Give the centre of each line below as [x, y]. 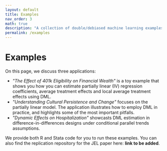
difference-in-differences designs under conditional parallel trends [81, 123]
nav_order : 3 [19, 19]
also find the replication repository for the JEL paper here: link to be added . [83, 143]
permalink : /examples [28, 33]
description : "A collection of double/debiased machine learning [74, 28]
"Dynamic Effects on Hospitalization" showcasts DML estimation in [81, 118]
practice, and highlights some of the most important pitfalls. [74, 112]
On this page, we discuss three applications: [50, 71]
